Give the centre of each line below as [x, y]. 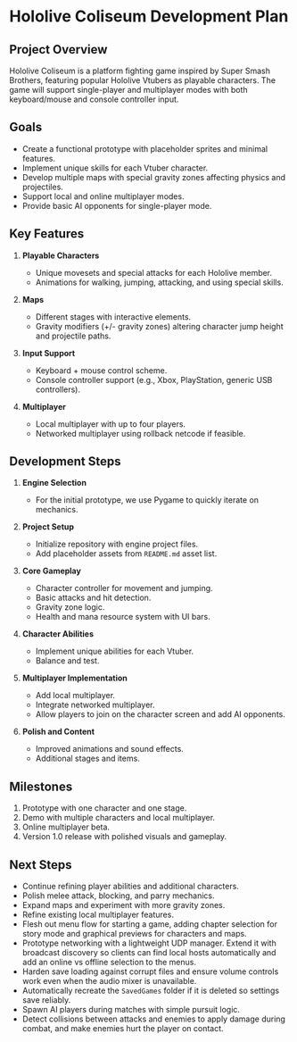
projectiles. [43, 187]
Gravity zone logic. [70, 607]
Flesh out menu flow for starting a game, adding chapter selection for [150, 924]
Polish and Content [58, 732]
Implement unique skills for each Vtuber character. [115, 168]
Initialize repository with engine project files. [117, 544]
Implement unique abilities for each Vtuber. [115, 651]
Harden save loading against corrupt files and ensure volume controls [150, 971]
